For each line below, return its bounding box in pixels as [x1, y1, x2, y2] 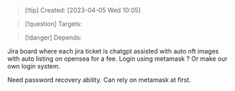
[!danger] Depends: [24, 33, 82, 42]
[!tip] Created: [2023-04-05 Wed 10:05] [24, 6, 142, 14]
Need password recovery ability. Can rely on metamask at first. [7, 75, 191, 84]
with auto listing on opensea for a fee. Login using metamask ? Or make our [7, 54, 228, 63]
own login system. [7, 62, 61, 70]
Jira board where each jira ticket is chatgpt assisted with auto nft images [7, 47, 219, 55]
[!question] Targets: [24, 20, 83, 28]
